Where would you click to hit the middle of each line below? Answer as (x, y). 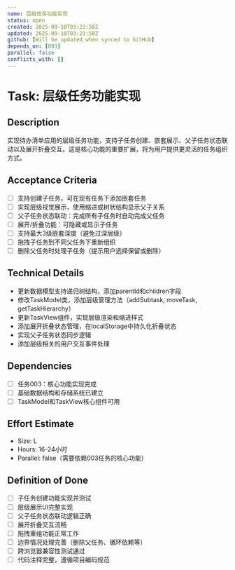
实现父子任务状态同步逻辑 (54, 334)
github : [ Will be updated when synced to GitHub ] (81, 40)
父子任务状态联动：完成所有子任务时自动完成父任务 (91, 215)
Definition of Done (48, 481)
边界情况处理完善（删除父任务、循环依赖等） (82, 542)
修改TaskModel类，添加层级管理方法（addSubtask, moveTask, (107, 299)
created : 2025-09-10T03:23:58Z (53, 27)
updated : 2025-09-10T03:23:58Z (53, 33)
